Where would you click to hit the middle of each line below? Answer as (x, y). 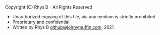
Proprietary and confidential (41, 22)
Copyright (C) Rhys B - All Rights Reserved (49, 7)
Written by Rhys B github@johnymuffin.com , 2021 (63, 27)
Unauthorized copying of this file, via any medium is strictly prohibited (84, 17)
